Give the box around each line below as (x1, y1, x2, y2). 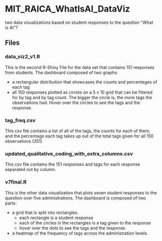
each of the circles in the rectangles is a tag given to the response (19, 220, 151, 225)
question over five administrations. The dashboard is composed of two (5, 195, 146, 201)
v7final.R (5, 179, 27, 186)
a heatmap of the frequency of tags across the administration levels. (12, 230, 148, 236)
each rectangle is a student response (19, 215, 93, 221)
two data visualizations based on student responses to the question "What (5, 19, 153, 25)
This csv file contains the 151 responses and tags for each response (5, 161, 140, 167)
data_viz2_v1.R (5, 53, 40, 60)
